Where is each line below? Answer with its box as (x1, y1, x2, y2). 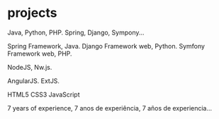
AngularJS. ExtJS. (7, 76, 60, 85)
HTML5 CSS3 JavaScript (7, 90, 80, 99)
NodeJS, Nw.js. (7, 63, 52, 71)
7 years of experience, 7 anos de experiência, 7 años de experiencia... (7, 104, 213, 112)
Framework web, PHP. (7, 49, 72, 58)
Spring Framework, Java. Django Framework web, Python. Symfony (7, 42, 206, 50)
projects (7, 5, 58, 21)
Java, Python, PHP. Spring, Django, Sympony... (7, 28, 145, 37)
